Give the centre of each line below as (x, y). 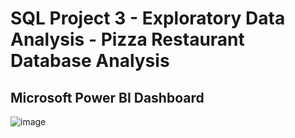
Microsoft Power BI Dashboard (107, 97)
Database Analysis (90, 61)
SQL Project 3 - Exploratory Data (148, 18)
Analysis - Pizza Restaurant (127, 39)
